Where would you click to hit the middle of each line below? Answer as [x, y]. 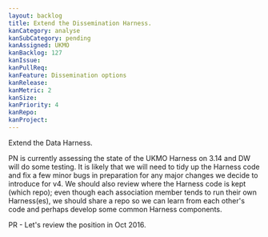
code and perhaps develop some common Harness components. [115, 209]
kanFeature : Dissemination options [68, 75]
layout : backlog [35, 16]
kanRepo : [23, 113]
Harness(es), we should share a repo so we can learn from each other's [127, 200]
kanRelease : [28, 82]
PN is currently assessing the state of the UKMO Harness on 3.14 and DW [129, 158]
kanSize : [23, 98]
